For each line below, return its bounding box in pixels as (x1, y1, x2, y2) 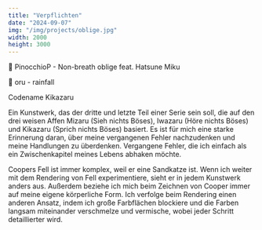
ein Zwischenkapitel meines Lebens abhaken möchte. (8, 150, 182, 159)
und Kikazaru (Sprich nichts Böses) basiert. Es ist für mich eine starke (8, 125, 234, 134)
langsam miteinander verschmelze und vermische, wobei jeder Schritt (8, 206, 234, 216)
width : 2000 (8, 33, 47, 42)
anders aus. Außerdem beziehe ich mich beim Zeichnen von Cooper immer (8, 181, 251, 191)
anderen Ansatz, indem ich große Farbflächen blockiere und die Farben (8, 198, 239, 208)
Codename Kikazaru (8, 93, 75, 102)
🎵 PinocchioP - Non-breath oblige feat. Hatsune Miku (8, 62, 180, 71)
